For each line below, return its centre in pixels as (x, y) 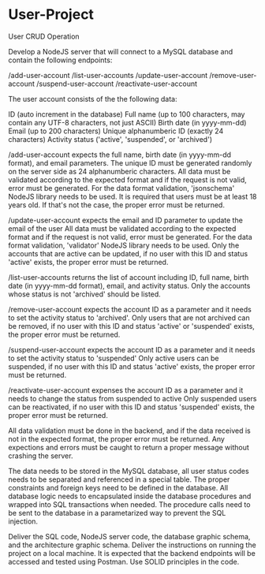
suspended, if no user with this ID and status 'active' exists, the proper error (132, 366)
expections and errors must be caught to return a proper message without (129, 447)
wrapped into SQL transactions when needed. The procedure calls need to (129, 504)
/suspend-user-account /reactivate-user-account (117, 84)
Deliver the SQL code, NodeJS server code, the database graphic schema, (129, 536)
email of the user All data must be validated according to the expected (122, 228)
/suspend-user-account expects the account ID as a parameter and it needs (132, 349)
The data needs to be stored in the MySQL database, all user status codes (129, 471)
